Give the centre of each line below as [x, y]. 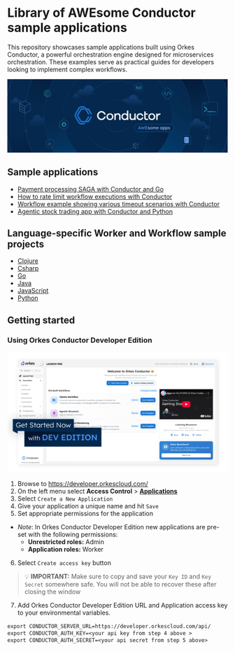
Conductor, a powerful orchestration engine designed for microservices [111, 55]
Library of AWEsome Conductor [101, 13]
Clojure [28, 261]
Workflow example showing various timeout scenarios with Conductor [119, 203]
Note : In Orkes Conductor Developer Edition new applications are [111, 527]
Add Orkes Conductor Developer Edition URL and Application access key [122, 606]
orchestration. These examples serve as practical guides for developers [111, 62]
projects [26, 244]
